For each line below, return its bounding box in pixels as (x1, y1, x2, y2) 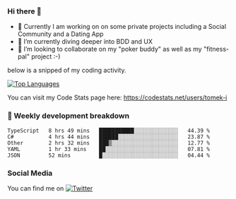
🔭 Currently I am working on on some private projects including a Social (17, 23, 227, 31)
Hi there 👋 (7, 6, 42, 16)
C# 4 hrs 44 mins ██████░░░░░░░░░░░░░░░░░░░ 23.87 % (7, 133, 211, 140)
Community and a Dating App (17, 30, 104, 38)
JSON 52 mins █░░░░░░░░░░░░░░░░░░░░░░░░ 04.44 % (7, 152, 211, 159)
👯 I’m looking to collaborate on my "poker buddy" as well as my (17, 45, 203, 54)
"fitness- (203, 45, 230, 54)
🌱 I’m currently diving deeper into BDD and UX (17, 37, 153, 46)
